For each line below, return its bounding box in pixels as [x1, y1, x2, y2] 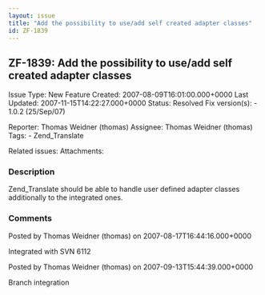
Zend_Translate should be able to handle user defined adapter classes [8, 185, 240, 194]
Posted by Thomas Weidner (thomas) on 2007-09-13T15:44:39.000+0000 [8, 261, 254, 272]
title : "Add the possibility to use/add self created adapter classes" [8, 19, 252, 27]
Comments [8, 213, 52, 224]
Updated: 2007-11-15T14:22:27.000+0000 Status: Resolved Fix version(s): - [8, 98, 258, 108]
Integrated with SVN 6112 [8, 246, 91, 256]
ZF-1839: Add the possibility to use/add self [8, 56, 233, 70]
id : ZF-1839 [8, 26, 48, 34]
